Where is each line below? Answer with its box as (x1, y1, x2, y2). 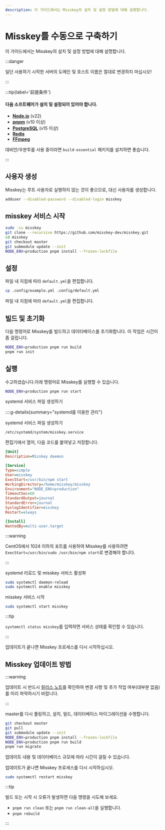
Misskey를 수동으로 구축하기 (5, 31, 117, 42)
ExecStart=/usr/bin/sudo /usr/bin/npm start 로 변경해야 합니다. (5, 549, 135, 555)
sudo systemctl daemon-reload (5, 580, 68, 585)
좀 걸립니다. (5, 335, 28, 341)
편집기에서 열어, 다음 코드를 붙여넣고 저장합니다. (5, 439, 99, 445)
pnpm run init (5, 349, 35, 354)
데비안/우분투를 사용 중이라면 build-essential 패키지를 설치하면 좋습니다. (5, 146, 150, 152)
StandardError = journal (5, 500, 52, 505)
